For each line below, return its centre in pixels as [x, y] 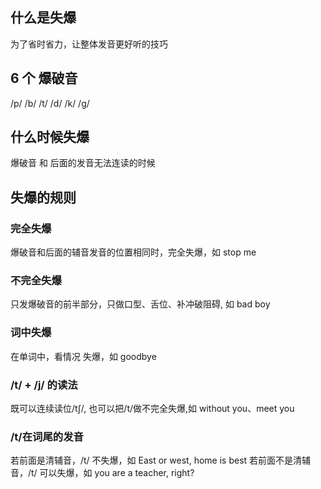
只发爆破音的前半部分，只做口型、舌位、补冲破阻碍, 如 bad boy [140, 304]
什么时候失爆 [50, 137]
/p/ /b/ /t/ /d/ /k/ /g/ [50, 103]
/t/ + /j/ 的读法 [44, 385]
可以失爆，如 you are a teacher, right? [117, 473]
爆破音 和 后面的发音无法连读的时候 [83, 163]
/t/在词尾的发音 [47, 436]
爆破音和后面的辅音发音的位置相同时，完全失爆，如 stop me [133, 252]
